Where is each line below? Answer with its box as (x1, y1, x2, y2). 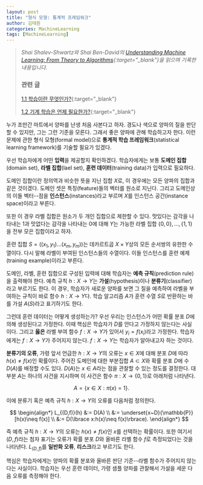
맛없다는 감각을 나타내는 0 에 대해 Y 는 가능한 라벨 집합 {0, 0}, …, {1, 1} (31, 220, 193, 228)
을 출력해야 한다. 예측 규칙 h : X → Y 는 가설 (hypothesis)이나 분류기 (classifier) (6, 277, 192, 285)
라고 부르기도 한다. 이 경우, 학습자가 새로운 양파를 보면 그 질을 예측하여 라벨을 (6, 285, 188, 292)
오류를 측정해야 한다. (12, 472, 62, 479)
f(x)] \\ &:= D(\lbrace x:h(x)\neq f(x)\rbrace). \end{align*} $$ (39, 415, 189, 423)
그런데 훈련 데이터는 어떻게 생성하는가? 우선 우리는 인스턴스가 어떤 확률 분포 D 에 (6, 313, 195, 320)
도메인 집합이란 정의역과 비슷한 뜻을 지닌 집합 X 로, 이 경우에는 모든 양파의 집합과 (6, 177, 195, 185)
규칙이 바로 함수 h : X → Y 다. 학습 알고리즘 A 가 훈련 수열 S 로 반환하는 (22, 292, 187, 300)
